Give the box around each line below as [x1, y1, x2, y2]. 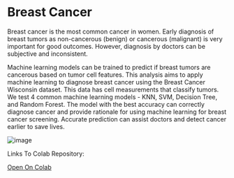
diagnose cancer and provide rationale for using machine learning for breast [7, 107, 227, 116]
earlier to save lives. [7, 122, 65, 131]
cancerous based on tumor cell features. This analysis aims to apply [7, 71, 204, 79]
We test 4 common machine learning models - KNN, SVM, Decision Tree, [7, 92, 218, 101]
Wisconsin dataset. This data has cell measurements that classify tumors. [7, 85, 219, 94]
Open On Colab [7, 163, 52, 171]
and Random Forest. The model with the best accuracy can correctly [7, 100, 205, 108]
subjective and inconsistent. [7, 50, 89, 58]
